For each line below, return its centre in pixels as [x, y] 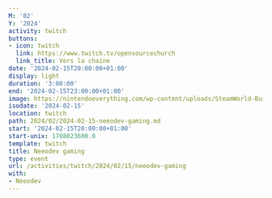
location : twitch [38, 114]
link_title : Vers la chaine [63, 61]
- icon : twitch [34, 46]
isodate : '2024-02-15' [47, 106]
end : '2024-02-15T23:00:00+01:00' [67, 91]
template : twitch [38, 143]
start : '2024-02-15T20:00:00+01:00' [70, 128]
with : [17, 174]
